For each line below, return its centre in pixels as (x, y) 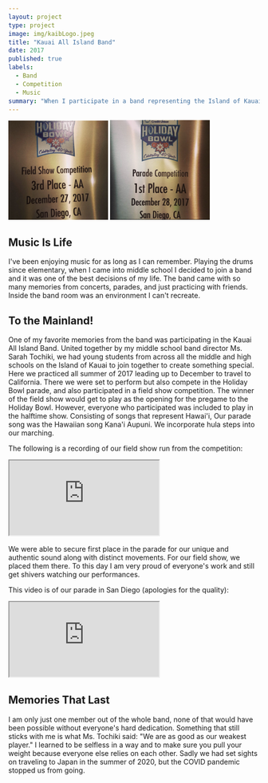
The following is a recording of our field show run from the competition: (126, 448)
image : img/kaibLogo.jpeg (51, 33)
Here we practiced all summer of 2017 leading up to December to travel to (130, 374)
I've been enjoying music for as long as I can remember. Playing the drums (131, 262)
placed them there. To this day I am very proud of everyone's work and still (132, 566)
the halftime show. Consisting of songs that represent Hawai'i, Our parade (130, 416)
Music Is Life (41, 242)
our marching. (31, 433)
